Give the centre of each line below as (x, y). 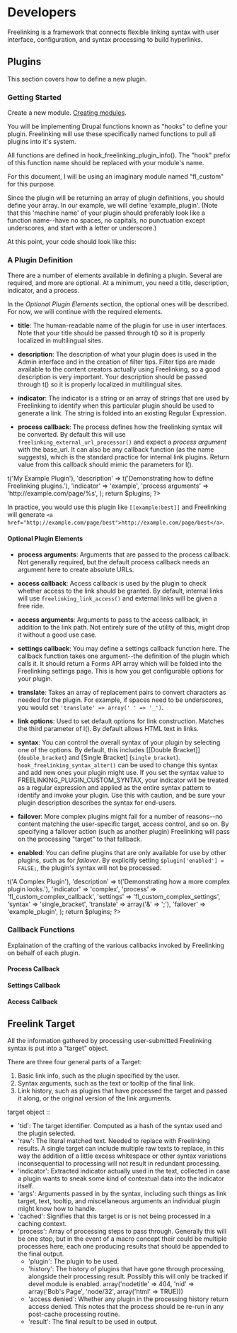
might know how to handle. (57, 1209)
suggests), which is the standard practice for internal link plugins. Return (123, 457)
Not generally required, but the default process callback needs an (114, 562)
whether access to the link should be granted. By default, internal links (120, 591)
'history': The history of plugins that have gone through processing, (126, 1269)
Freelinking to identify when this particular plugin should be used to (116, 406)
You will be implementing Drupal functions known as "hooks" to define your (117, 127)
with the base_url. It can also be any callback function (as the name (116, 450)
